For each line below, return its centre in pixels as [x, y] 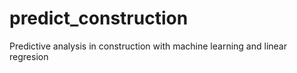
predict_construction [99, 18]
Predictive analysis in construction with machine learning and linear [148, 46]
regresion [29, 56]
